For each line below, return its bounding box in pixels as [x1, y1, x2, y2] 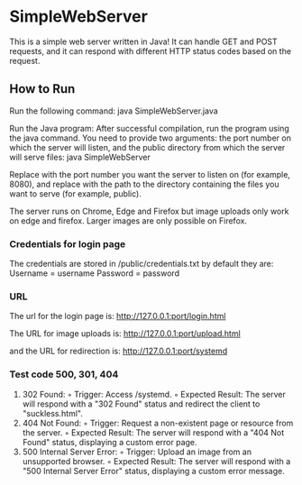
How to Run [9, 81, 76, 96]
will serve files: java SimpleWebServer [9, 151, 151, 162]
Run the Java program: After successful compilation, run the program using [9, 123, 290, 133]
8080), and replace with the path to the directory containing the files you [9, 178, 279, 189]
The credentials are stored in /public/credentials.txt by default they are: [9, 259, 274, 270]
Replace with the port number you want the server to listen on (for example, [9, 169, 291, 179]
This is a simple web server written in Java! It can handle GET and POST [9, 36, 278, 47]
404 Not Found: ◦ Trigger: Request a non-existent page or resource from [22, 417, 294, 428]
